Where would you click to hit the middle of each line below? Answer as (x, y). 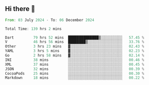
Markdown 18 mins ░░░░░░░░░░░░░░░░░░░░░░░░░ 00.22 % (75, 78)
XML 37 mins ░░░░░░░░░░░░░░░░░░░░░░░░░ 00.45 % (75, 64)
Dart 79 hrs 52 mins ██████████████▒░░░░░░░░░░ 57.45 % (75, 37)
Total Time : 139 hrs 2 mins (33, 29)
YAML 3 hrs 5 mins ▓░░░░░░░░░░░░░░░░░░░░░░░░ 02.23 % (75, 51)
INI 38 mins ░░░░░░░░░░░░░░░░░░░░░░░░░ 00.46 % (75, 60)
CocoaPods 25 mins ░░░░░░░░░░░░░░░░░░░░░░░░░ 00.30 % (75, 73)
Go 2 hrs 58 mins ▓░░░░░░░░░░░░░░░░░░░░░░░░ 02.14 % (75, 56)
